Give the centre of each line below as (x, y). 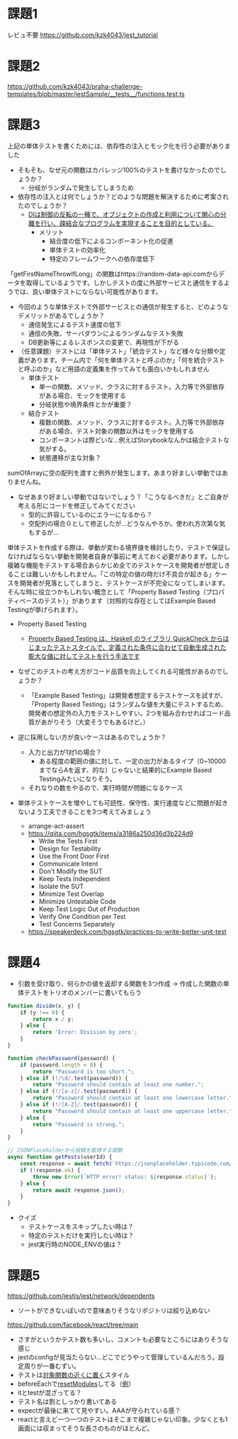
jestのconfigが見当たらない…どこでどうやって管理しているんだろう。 (118, 1357)
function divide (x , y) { (44, 1006)
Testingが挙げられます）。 (45, 609)
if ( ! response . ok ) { (50, 1170)
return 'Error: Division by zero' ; (85, 1033)
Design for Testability (70, 848)
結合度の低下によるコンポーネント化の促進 (111, 241)
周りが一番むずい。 (52, 1366)
